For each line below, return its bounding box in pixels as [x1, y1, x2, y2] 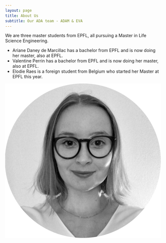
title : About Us [5, 13, 39, 18]
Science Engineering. [5, 38, 48, 44]
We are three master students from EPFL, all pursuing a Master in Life [5, 33, 147, 39]
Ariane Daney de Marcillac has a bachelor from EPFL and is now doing [12, 48, 156, 53]
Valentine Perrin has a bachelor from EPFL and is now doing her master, [12, 58, 159, 64]
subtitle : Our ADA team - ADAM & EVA [5, 18, 83, 23]
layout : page [5, 8, 32, 13]
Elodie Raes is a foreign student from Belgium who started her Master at [12, 68, 159, 74]
